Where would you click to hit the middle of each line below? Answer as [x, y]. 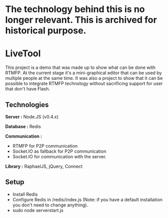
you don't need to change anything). [50, 205]
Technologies [27, 105]
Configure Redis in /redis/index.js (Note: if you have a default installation [87, 199]
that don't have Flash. [28, 89]
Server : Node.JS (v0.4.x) [32, 117]
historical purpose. [46, 31]
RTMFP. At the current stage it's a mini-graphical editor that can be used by [83, 73]
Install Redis [25, 194]
